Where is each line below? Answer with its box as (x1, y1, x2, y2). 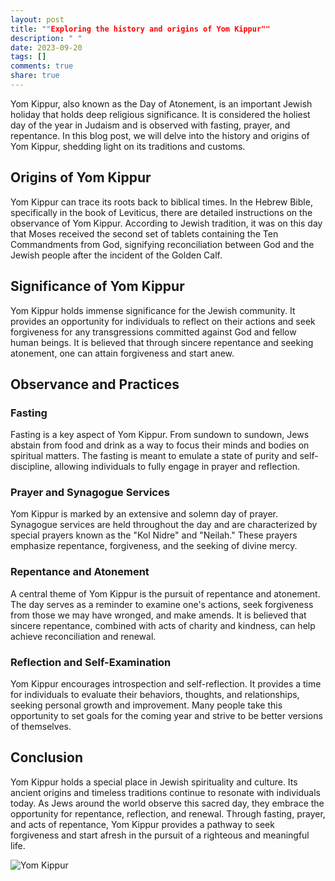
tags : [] (10, 52, 47, 62)
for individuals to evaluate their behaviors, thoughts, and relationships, (10, 689, 300, 701)
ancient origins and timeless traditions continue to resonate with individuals (10, 786, 321, 798)
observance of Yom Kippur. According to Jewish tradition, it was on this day (10, 217, 323, 229)
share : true (10, 71, 60, 81)
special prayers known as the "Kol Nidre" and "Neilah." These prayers (10, 529, 298, 541)
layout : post (10, 14, 65, 25)
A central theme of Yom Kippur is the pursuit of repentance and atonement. (10, 587, 321, 600)
